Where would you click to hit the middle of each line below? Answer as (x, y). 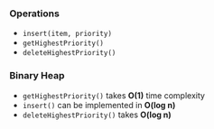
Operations (35, 14)
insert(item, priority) (67, 34)
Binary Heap (37, 76)
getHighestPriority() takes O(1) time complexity (114, 95)
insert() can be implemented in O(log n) (99, 105)
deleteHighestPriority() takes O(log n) (97, 115)
